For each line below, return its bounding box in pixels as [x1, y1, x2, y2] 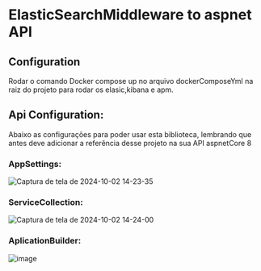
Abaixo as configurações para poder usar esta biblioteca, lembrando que [8, 129, 252, 139]
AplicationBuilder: [8, 236, 82, 247]
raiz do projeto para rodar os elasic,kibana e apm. [8, 85, 174, 94]
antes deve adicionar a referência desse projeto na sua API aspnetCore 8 [8, 138, 252, 148]
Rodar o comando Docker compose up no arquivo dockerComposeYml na [8, 77, 254, 85]
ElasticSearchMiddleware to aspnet [8, 6, 252, 24]
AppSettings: [8, 158, 62, 169]
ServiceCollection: [8, 197, 83, 208]
